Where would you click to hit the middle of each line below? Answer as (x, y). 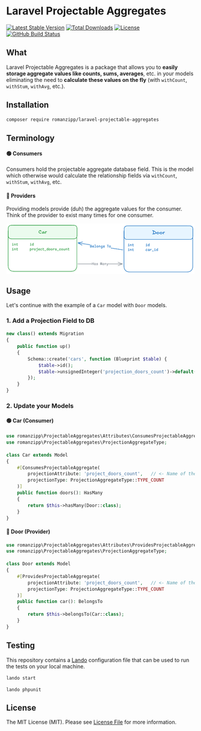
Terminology (31, 138)
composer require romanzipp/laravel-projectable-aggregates (83, 120)
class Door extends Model (38, 564)
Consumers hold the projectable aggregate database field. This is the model (100, 169)
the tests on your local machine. (46, 666)
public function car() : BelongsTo (60, 602)
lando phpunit (24, 689)
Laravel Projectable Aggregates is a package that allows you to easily (92, 67)
